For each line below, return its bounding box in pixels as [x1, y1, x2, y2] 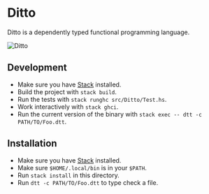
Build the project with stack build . [17, 87, 117, 96]
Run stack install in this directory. [17, 171, 120, 179]
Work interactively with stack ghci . [17, 103, 119, 111]
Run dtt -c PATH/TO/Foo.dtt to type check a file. [17, 178, 159, 186]
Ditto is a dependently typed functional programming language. [7, 28, 190, 36]
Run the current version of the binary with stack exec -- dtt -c [17, 110, 203, 118]
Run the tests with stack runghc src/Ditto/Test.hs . [17, 95, 167, 103]
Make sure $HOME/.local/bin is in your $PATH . [17, 163, 147, 172]
